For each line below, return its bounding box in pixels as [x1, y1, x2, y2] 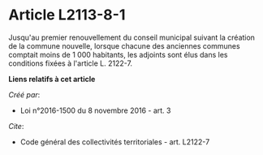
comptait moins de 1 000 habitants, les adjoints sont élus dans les [8, 50, 228, 59]
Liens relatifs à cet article [8, 74, 96, 84]
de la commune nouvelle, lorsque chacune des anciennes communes [8, 41, 241, 50]
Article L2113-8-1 [8, 6, 126, 24]
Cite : [8, 121, 24, 131]
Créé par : [8, 89, 41, 99]
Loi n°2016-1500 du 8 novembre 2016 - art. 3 [19, 105, 171, 115]
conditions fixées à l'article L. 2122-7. [8, 58, 132, 68]
